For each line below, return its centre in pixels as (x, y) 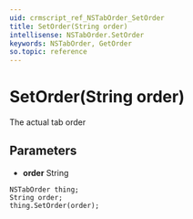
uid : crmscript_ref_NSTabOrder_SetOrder (87, 18)
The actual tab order (48, 122)
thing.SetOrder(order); (55, 205)
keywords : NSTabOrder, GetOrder (71, 43)
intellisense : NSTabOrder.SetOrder (77, 35)
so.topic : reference (49, 52)
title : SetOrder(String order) (69, 26)
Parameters (43, 151)
